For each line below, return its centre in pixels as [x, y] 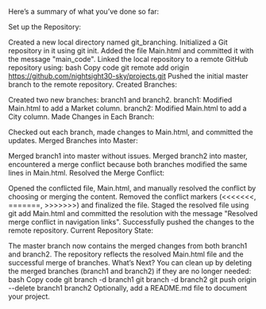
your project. [29, 296]
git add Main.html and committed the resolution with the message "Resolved [133, 213]
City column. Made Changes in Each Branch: [81, 117]
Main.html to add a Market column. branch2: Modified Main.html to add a [128, 108]
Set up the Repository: [45, 27]
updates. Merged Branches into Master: [73, 141]
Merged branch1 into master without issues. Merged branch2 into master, [128, 156]
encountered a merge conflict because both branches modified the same [128, 164]
